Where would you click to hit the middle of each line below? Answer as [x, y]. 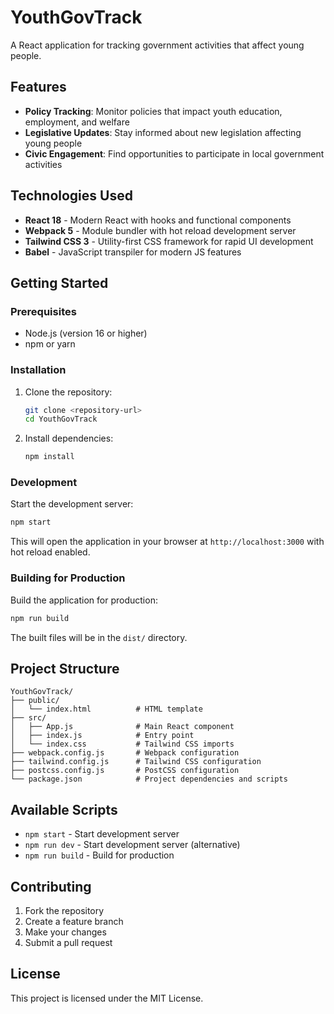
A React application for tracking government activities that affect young [157, 45]
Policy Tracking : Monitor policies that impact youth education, [153, 111]
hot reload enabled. [50, 552]
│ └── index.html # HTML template [106, 709]
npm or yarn [50, 344]
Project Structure [65, 668]
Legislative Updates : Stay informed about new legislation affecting [163, 132]
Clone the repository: [68, 392]
